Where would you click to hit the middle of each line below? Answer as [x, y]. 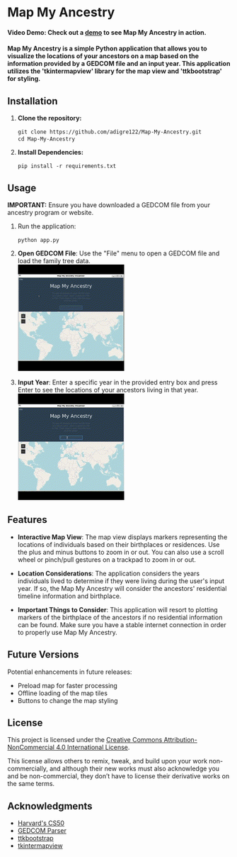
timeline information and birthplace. [69, 596]
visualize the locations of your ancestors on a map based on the [103, 56]
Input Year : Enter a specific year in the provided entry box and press [117, 382]
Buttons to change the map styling [68, 700]
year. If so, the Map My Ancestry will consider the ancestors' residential [122, 588]
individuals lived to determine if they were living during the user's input [121, 581]
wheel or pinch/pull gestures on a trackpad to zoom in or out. [107, 559]
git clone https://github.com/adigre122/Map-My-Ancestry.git [110, 132]
